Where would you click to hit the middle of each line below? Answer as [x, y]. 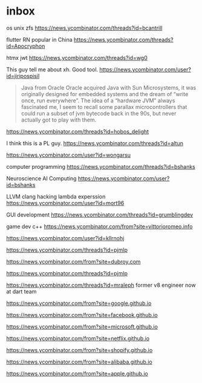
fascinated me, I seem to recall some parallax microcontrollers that [104, 106]
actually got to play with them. [59, 120]
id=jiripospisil [23, 76]
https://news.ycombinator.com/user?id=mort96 [65, 203]
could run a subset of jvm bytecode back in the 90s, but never [99, 113]
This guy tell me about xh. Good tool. [52, 69]
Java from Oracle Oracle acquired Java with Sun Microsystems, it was [109, 87]
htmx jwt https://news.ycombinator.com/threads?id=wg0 [77, 57]
